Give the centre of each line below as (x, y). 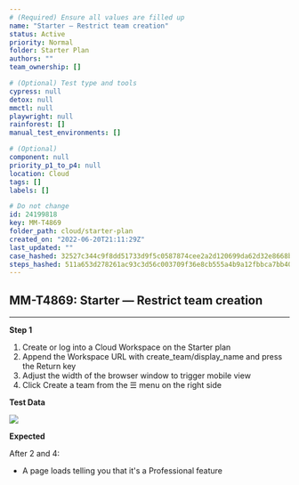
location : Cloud (39, 174)
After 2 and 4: (35, 454)
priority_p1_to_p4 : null (55, 166)
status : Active (37, 34)
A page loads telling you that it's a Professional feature (122, 471)
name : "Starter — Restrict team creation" (89, 26)
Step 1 (21, 330)
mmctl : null (31, 108)
